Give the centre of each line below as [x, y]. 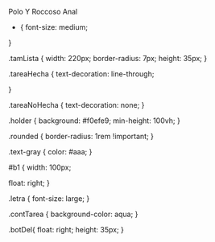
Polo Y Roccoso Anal [43, 12]
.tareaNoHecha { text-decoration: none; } [76, 105]
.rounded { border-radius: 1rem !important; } [81, 136]
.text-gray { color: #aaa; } [50, 152]
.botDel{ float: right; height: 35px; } [66, 230]
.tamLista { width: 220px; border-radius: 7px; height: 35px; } [108, 58]
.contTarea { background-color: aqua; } [73, 214]
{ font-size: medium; [54, 27]
